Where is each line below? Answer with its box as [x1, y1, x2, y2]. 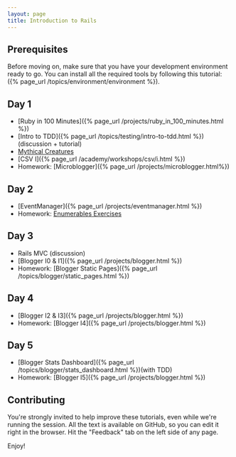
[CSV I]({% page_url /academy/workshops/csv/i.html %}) [17, 154, 186, 164]
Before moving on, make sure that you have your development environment [7, 62, 228, 71]
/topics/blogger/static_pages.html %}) [17, 271, 130, 280]
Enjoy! [7, 442, 26, 451]
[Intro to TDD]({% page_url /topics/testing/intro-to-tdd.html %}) [17, 132, 204, 141]
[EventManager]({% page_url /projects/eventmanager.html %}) [17, 201, 203, 210]
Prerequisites [7, 43, 68, 56]
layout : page [7, 10, 46, 18]
